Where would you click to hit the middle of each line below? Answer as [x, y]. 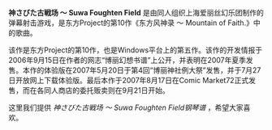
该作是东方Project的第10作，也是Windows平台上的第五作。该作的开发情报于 [136, 50]
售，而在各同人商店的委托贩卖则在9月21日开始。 [89, 90]
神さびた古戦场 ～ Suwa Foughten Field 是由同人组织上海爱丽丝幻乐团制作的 [136, 13]
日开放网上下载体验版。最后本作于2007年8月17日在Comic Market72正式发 [132, 80]
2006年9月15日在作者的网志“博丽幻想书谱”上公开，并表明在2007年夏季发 [131, 60]
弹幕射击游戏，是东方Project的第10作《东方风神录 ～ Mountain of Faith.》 [131, 23]
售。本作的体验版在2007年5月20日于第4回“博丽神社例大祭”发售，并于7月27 [135, 70]
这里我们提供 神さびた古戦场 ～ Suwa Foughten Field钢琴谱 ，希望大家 [126, 107]
